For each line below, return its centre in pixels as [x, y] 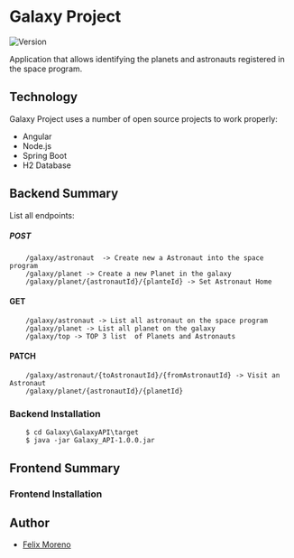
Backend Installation [55, 414]
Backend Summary [64, 194]
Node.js [37, 145]
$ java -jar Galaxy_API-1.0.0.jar [90, 441]
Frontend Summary [65, 468]
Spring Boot [45, 155]
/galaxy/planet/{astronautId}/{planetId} [104, 391]
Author [29, 522]
